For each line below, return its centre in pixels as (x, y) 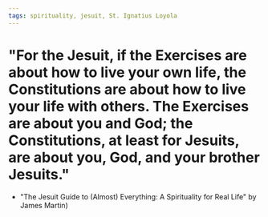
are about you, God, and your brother (134, 157)
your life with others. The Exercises (129, 106)
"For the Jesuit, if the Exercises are (128, 55)
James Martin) (44, 205)
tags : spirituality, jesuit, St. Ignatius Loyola (93, 16)
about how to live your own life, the (128, 72)
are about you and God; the (101, 123)
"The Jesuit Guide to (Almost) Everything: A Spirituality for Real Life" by (138, 196)
